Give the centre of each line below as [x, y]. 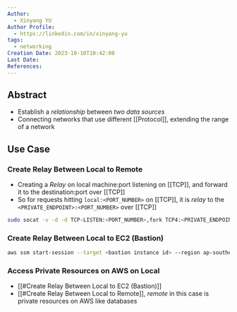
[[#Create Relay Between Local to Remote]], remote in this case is [113, 294]
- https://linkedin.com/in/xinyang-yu [71, 34]
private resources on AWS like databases [77, 301]
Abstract [27, 95]
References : [25, 66]
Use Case [29, 149]
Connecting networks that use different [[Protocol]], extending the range [123, 119]
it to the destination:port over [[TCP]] [71, 192]
